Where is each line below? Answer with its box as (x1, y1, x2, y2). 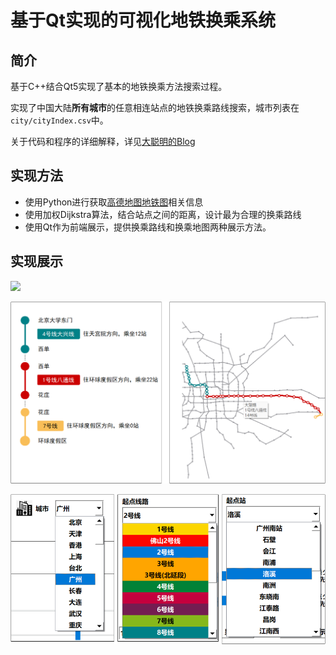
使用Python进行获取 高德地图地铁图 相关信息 (24, 196, 204, 208)
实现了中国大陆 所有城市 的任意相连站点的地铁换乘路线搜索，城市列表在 (10, 102, 300, 113)
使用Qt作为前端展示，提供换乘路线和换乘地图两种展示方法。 (24, 221, 272, 233)
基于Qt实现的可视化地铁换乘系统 (10, 9, 277, 32)
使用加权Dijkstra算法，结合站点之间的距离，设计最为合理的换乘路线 (24, 208, 302, 220)
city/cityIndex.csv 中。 (10, 114, 109, 126)
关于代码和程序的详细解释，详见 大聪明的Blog (10, 136, 196, 147)
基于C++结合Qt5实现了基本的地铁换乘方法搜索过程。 (10, 81, 228, 92)
